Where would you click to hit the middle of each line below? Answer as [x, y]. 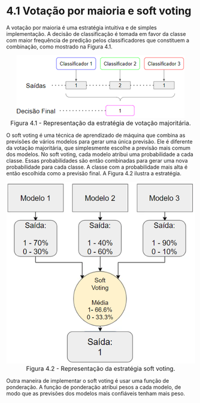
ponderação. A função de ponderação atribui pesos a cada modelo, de [94, 387]
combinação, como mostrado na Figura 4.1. [59, 47]
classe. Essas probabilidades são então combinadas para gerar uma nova [97, 160]
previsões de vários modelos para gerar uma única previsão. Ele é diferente [99, 141]
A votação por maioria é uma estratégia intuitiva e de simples [82, 28]
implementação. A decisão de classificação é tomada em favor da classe [96, 33]
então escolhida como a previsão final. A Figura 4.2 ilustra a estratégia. [94, 173]
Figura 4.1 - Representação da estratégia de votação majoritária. [101, 123]
